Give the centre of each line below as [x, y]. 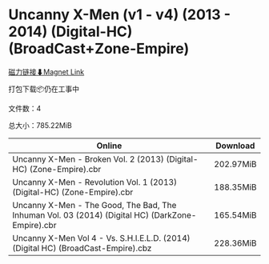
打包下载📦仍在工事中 [44, 89]
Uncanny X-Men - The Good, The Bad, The [94, 205]
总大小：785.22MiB [40, 125]
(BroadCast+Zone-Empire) [99, 49]
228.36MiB [235, 243]
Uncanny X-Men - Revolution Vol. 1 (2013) [95, 182]
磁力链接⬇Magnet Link [46, 72]
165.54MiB [235, 215]
